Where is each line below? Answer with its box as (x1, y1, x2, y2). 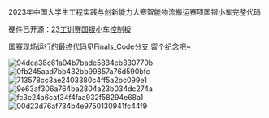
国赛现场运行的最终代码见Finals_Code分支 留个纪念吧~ (8, 42, 191, 51)
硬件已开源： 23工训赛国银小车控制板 (8, 24, 132, 34)
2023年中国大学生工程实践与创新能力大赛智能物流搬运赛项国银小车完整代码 (8, 7, 262, 16)
